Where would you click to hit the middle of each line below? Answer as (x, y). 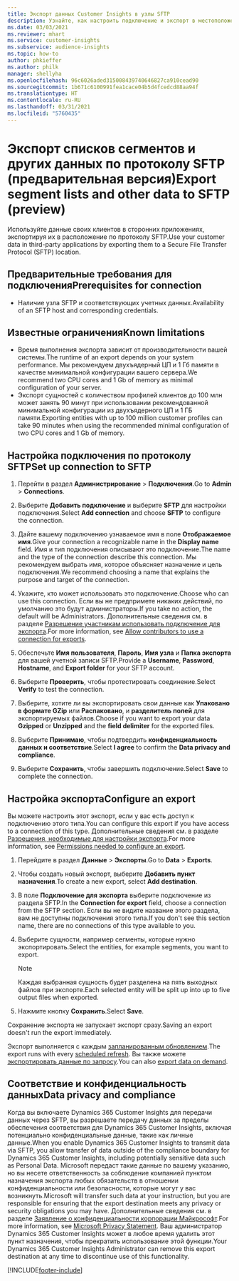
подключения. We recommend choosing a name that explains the (113, 572)
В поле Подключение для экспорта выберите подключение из (114, 895)
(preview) (37, 209)
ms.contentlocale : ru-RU (44, 101)
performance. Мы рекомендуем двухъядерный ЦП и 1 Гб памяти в (118, 365)
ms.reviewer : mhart (36, 34)
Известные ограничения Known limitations (106, 332)
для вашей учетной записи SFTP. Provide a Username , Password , (116, 660)
